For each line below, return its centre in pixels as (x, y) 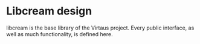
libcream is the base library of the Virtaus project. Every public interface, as (100, 28)
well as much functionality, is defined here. (60, 34)
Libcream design (49, 11)
